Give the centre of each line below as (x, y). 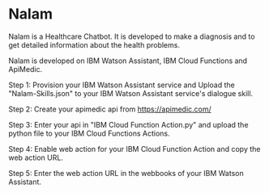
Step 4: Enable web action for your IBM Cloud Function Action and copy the (134, 149)
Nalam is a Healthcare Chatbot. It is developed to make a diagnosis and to (132, 36)
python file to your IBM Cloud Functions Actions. (89, 133)
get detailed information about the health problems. (94, 44)
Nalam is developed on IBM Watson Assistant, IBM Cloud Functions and (128, 61)
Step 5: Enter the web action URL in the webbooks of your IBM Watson (126, 173)
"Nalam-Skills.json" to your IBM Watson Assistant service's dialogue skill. (131, 93)
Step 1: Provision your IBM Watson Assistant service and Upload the (122, 85)
